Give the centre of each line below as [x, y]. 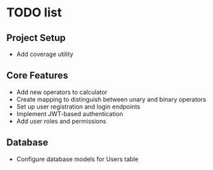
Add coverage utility [45, 54]
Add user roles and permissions [61, 121]
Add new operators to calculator [62, 92]
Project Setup [36, 38]
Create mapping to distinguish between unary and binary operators [111, 99]
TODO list [34, 13]
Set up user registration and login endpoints [78, 107]
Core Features [37, 75]
